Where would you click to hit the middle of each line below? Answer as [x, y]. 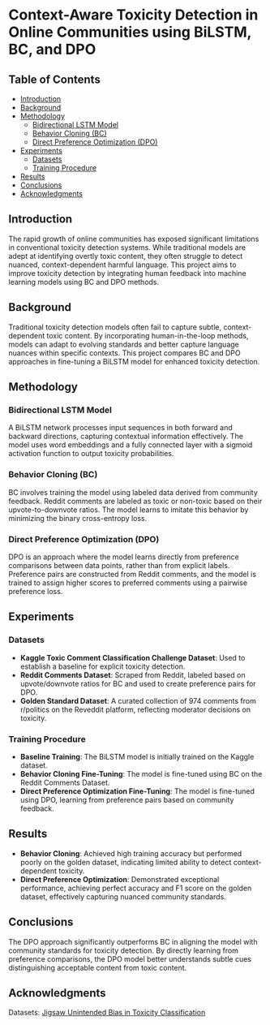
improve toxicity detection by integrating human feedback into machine [127, 273]
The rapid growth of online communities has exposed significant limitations [134, 239]
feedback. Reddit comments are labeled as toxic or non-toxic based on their [135, 501]
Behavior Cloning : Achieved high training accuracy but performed [131, 853]
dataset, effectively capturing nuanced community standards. [123, 896]
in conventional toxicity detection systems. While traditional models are [127, 247]
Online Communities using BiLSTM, [130, 32]
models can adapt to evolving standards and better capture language [124, 344]
